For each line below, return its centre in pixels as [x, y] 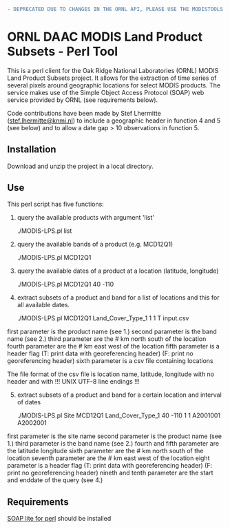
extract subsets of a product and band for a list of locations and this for [118, 298]
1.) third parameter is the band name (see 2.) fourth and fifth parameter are [113, 444]
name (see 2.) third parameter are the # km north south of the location [107, 339]
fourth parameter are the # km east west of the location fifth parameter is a [114, 346]
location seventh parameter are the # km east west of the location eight [108, 458]
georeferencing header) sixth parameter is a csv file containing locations [110, 361]
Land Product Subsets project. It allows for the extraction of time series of [112, 78]
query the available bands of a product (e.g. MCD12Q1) [95, 245]
